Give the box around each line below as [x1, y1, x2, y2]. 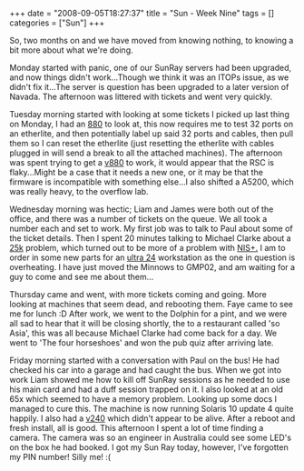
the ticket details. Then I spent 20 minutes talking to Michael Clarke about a [9, 233, 292, 244]
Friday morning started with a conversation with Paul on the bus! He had [9, 355, 279, 366]
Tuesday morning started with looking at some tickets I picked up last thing [9, 109, 290, 119]
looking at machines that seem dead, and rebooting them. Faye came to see [9, 299, 293, 309]
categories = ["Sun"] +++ [9, 17, 105, 28]
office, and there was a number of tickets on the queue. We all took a [9, 214, 268, 224]
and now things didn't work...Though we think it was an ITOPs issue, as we [9, 72, 289, 83]
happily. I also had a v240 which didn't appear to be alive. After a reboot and [9, 413, 296, 424]
